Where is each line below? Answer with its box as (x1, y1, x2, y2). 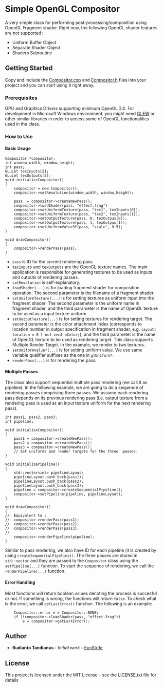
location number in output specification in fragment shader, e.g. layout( (12, 326, 157, 332)
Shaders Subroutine (12, 50, 53, 56)
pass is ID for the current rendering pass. (12, 259, 94, 265)
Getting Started (5, 64, 53, 72)
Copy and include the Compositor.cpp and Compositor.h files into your (5, 77, 146, 83)
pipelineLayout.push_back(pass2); (14, 479, 84, 484)
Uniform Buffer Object (12, 39, 57, 45)
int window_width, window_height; (5, 160, 75, 166)
